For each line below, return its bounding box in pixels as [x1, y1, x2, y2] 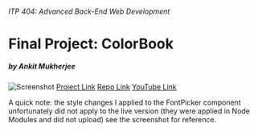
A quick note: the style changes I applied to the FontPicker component [8, 97, 241, 107]
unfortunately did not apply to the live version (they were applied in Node [8, 105, 251, 116]
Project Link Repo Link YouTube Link [55, 81, 177, 92]
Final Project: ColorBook [8, 35, 174, 52]
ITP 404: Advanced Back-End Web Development [8, 6, 170, 16]
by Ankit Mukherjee [8, 61, 76, 72]
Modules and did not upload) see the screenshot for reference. [8, 114, 217, 124]
